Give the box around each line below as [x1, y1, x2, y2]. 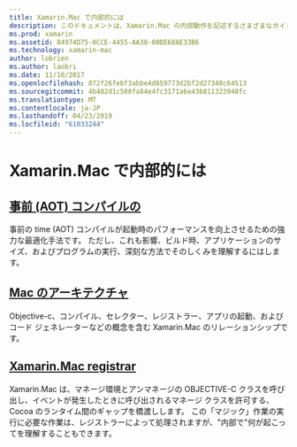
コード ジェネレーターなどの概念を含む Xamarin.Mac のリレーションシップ [9, 321, 280, 332]
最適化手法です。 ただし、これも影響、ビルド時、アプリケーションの [24, 235, 274, 245]
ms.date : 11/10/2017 [9, 71, 86, 80]
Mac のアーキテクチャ [9, 285, 129, 301]
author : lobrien [9, 54, 69, 63]
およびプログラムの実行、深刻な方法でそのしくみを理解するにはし [32, 246, 272, 257]
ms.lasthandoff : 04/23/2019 [9, 112, 113, 120]
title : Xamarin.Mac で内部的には [9, 12, 125, 22]
